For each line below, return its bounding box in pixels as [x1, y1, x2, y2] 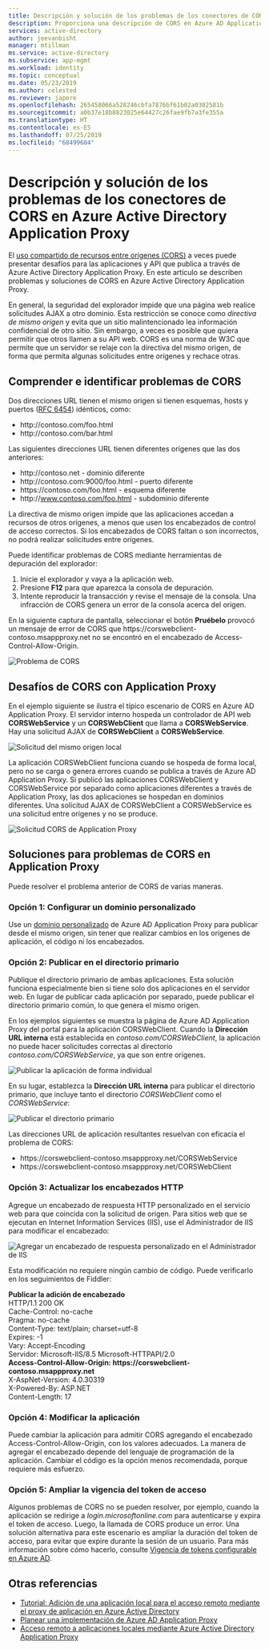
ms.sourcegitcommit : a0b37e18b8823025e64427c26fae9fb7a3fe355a [8, 109, 224, 117]
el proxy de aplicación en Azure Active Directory [19, 1606, 180, 1616]
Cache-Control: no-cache [8, 1307, 94, 1316]
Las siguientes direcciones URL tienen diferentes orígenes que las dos [8, 444, 241, 454]
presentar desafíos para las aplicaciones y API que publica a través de [8, 259, 240, 269]
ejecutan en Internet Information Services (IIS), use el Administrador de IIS [8, 1217, 254, 1227]
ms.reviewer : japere [8, 94, 78, 102]
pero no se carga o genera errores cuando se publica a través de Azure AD [8, 767, 256, 776]
